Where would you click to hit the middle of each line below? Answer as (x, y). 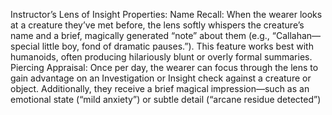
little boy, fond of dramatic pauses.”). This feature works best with (177, 46)
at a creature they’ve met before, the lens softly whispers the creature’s (157, 25)
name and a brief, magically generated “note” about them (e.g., (140, 35)
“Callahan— (296, 35)
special (25, 46)
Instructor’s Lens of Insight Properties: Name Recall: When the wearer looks (166, 14)
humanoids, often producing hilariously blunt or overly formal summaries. (161, 57)
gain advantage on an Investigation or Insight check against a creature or (161, 78)
